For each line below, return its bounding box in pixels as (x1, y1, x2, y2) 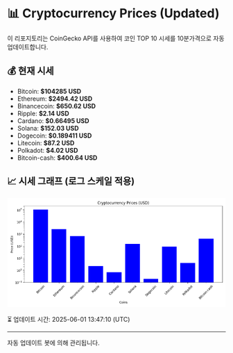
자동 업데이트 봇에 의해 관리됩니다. (7, 338, 100, 347)
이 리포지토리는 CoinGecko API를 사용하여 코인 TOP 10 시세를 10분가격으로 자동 (7, 34, 225, 42)
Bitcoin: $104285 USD (17, 87, 82, 95)
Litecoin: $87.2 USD (17, 138, 75, 147)
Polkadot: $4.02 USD (17, 146, 78, 154)
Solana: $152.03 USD (17, 124, 79, 132)
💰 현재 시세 (7, 65, 54, 77)
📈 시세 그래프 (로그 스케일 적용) (7, 175, 135, 188)
